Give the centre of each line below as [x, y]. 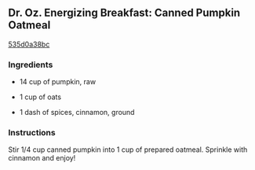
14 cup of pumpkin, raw [58, 82]
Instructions [32, 133]
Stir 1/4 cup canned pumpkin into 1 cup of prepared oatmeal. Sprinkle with [128, 150]
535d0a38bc [29, 44]
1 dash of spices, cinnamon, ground [77, 113]
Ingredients [31, 65]
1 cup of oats [40, 97]
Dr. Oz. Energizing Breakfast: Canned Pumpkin [124, 13]
